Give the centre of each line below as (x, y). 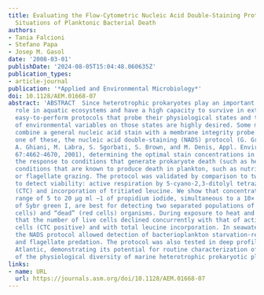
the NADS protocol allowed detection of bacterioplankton (112, 235)
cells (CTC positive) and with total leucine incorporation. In (123, 228)
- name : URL (27, 271)
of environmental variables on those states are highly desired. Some (133, 125)
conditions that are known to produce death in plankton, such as (126, 169)
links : (19, 264)
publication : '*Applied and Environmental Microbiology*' (105, 88)
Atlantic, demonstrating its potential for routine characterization (131, 249)
